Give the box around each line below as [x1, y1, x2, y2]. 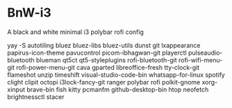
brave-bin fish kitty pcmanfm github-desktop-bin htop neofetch [26, 85, 209, 93]
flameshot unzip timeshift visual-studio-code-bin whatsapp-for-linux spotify [7, 71, 226, 79]
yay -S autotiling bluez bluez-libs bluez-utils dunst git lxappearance [7, 41, 201, 49]
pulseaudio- [188, 48, 223, 57]
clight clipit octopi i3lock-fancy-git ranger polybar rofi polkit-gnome [7, 78, 201, 86]
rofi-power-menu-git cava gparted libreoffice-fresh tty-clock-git [16, 63, 200, 71]
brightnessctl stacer [7, 92, 65, 101]
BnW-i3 [7, 5, 52, 21]
